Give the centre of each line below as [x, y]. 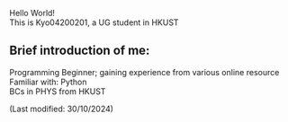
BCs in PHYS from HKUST [58, 91]
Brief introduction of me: [80, 51]
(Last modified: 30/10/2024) [62, 109]
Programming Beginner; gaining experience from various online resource [144, 72]
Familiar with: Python [48, 82]
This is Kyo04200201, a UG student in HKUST [94, 22]
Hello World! [32, 13]
